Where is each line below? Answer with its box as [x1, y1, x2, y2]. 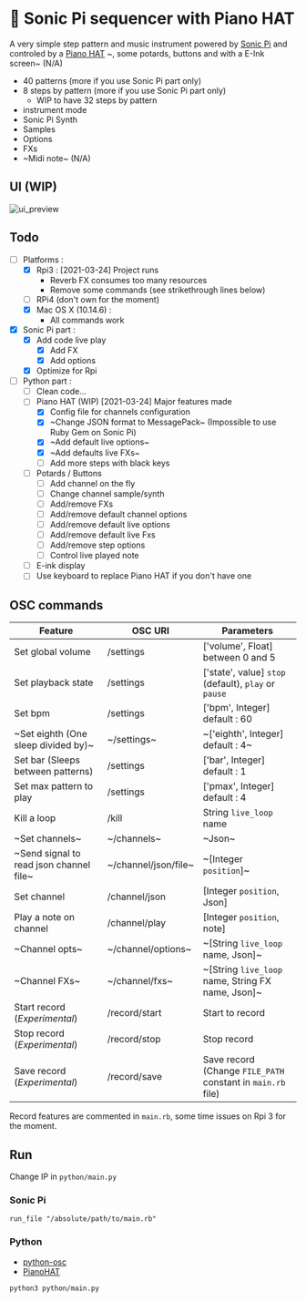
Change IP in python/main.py [9, 1171, 117, 1182]
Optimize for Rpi [36, 365, 97, 376]
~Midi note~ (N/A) [22, 152, 91, 163]
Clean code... [36, 386, 87, 397]
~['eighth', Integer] [202, 728, 284, 741]
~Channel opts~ [14, 943, 84, 956]
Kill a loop [14, 812, 56, 825]
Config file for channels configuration [49, 406, 191, 417]
